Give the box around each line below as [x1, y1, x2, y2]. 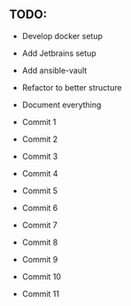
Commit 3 [21, 151, 58, 161]
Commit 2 [21, 133, 58, 145]
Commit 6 [21, 202, 58, 213]
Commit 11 [21, 288, 60, 299]
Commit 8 [21, 237, 58, 247]
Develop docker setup [21, 30, 104, 41]
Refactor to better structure [21, 82, 122, 92]
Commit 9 [21, 254, 58, 264]
